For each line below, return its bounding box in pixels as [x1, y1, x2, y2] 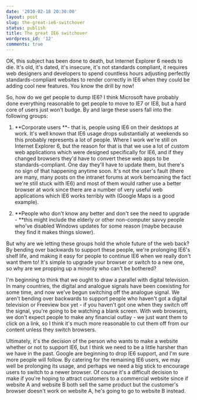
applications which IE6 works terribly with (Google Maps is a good [14, 192, 175, 199]
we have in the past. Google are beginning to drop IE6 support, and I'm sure [6, 350, 189, 357]
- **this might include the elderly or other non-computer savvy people [14, 216, 185, 223]
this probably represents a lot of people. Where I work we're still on [14, 136, 178, 143]
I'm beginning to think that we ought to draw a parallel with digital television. [6, 276, 190, 283]
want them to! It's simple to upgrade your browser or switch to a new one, [6, 259, 185, 266]
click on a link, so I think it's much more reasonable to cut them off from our [6, 320, 189, 327]
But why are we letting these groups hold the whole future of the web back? [6, 240, 189, 247]
